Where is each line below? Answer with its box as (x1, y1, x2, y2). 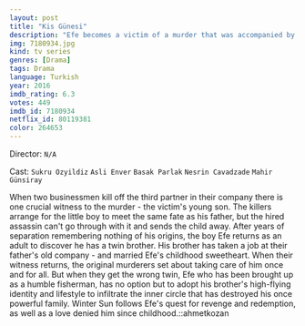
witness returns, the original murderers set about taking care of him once (9, 260, 284, 270)
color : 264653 (9, 124, 64, 133)
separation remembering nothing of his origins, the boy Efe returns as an (9, 230, 282, 241)
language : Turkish (9, 73, 79, 82)
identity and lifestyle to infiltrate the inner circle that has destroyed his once (9, 289, 293, 299)
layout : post (9, 13, 59, 23)
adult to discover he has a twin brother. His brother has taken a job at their (9, 240, 289, 250)
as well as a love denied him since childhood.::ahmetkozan (9, 308, 229, 319)
